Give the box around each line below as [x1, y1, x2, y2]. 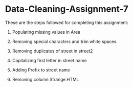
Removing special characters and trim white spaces [12, 38, 116, 44]
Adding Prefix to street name [12, 67, 70, 73]
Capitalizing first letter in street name [12, 57, 87, 63]
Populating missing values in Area [12, 29, 81, 35]
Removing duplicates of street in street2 [12, 48, 93, 54]
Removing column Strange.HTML [12, 76, 79, 82]
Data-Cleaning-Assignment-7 [5, 3, 129, 15]
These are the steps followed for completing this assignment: [5, 20, 129, 25]
